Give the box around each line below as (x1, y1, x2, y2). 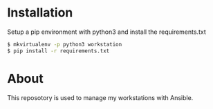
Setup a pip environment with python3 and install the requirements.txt (7, 28, 206, 36)
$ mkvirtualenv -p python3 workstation (7, 41, 122, 48)
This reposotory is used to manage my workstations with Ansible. (7, 93, 194, 101)
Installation (7, 5, 73, 21)
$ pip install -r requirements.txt (7, 47, 110, 54)
